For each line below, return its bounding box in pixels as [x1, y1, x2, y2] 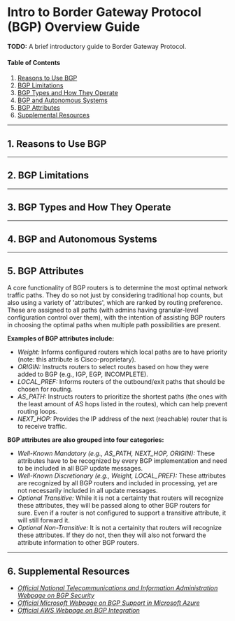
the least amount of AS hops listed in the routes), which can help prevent [17, 400, 228, 408]
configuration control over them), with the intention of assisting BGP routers [7, 313, 226, 322]
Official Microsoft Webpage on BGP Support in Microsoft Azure [17, 599, 201, 607]
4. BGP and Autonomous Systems [7, 233, 157, 245]
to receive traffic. [17, 422, 67, 431]
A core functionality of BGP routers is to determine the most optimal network [7, 284, 228, 292]
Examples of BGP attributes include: [7, 334, 115, 343]
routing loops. [17, 407, 58, 416]
